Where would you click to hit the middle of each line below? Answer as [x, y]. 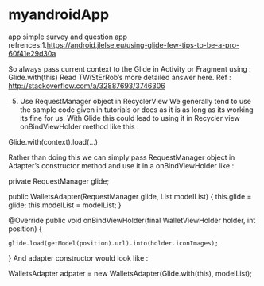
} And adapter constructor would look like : [78, 258]
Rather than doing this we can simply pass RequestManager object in [122, 157]
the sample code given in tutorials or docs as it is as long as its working [136, 110]
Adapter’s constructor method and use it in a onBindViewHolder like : [121, 165]
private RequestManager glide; [59, 181]
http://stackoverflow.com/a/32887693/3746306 [87, 86]
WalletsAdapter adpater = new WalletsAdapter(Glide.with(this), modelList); [130, 273]
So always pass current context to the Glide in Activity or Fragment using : [130, 68]
